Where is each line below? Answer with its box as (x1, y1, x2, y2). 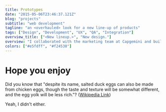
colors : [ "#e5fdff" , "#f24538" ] (5, 44, 72, 49)
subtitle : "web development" (5, 21, 65, 26)
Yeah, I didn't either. (5, 101, 46, 107)
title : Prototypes (5, 7, 43, 12)
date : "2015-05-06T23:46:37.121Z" (5, 12, 77, 17)
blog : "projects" (5, 16, 41, 21)
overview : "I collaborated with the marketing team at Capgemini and (5, 39, 152, 44)
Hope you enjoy (5, 65, 71, 76)
